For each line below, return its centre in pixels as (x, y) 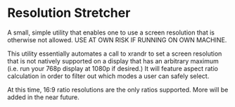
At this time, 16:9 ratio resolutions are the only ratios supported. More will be (118, 89)
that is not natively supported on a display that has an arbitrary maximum (113, 61)
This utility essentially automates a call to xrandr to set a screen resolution (115, 53)
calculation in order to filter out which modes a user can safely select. (108, 76)
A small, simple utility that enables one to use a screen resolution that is (111, 32)
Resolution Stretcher (69, 13)
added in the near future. (43, 97)
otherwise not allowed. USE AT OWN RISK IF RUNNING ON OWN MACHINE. (117, 39)
